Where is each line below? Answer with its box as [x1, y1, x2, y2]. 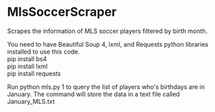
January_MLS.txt [7, 97, 55, 105]
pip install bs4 [7, 54, 47, 63]
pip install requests [7, 69, 61, 78]
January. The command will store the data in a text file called [7, 90, 181, 98]
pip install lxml [7, 62, 48, 70]
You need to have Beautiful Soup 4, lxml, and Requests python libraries [7, 40, 209, 48]
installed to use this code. [7, 47, 81, 56]
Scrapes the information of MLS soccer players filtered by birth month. [7, 27, 208, 35]
